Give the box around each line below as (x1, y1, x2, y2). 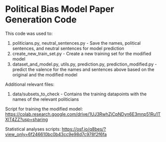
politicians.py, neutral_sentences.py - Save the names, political (12, 40, 141, 46)
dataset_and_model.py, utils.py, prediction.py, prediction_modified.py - (12, 61, 157, 67)
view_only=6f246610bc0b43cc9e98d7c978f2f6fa (5, 131, 107, 137)
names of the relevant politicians (12, 96, 79, 102)
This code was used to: (5, 30, 53, 36)
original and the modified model (12, 71, 78, 77)
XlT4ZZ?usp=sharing (5, 116, 48, 122)
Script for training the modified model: (5, 106, 83, 112)
